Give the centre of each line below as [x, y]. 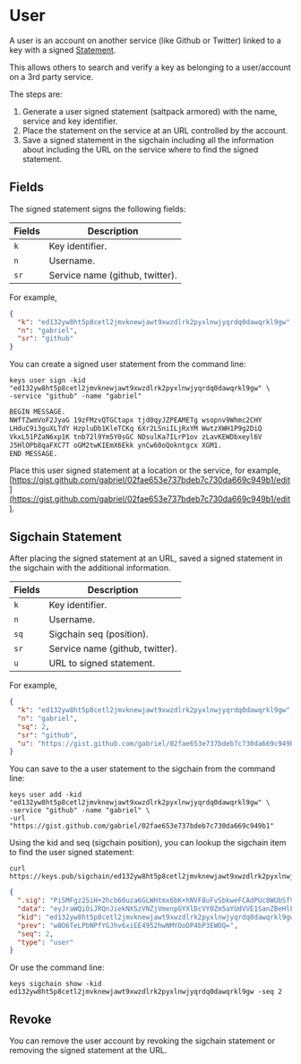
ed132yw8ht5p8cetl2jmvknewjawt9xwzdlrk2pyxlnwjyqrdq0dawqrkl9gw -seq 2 [146, 992]
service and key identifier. [70, 121]
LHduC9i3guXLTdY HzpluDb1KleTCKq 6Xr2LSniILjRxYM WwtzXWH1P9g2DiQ [136, 428]
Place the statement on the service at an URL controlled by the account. [155, 130]
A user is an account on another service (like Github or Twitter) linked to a [146, 40]
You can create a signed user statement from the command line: [128, 365]
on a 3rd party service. [52, 76]
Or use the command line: [57, 967]
